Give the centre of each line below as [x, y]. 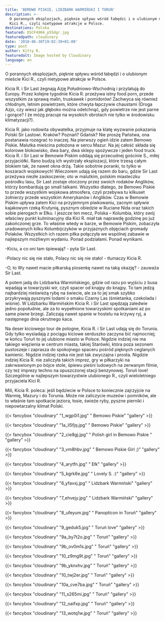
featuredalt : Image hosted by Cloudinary [48, 55]
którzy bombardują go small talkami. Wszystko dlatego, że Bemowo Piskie [80, 187]
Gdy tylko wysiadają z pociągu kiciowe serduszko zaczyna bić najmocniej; [80, 334]
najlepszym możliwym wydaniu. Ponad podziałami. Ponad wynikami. [74, 239]
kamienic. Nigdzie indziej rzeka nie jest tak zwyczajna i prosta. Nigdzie [77, 355]
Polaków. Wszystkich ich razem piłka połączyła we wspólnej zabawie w [77, 234]
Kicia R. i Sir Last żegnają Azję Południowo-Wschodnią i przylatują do [75, 89]
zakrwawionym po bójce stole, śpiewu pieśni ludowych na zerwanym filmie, [82, 365]
